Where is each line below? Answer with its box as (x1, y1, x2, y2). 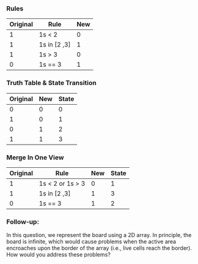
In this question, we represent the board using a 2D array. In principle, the (6, 232, 192, 239)
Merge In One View (6, 153, 64, 162)
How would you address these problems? (6, 251, 111, 258)
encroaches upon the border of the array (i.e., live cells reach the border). (6, 244, 193, 252)
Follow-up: (6, 217, 40, 226)
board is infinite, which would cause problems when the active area (6, 238, 176, 246)
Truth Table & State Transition (6, 78, 97, 87)
